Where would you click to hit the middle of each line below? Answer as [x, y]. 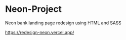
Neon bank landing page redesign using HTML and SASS [63, 23]
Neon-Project [33, 9]
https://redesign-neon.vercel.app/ [40, 32]
